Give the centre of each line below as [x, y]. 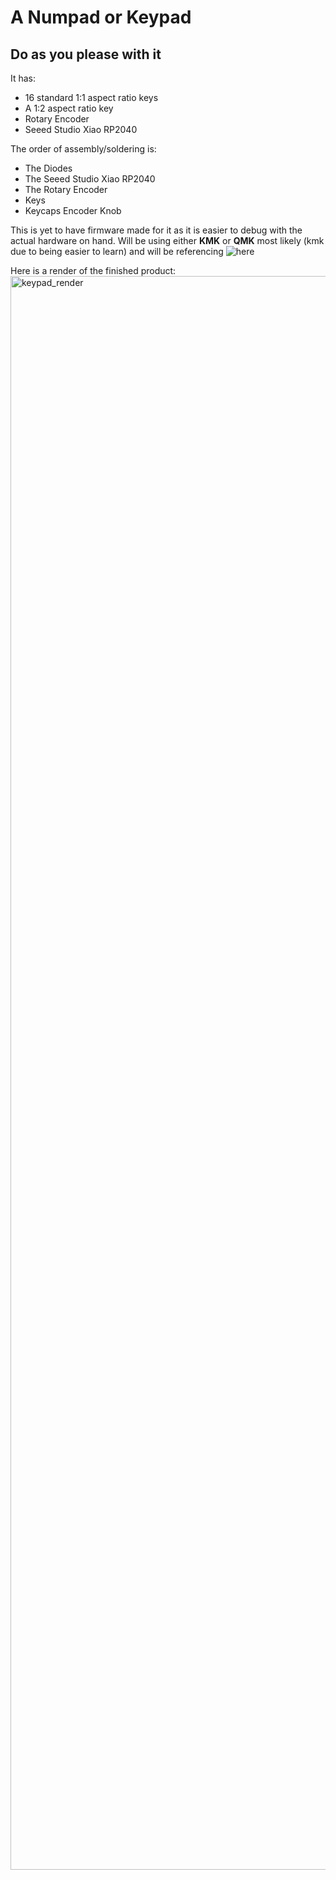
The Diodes [48, 168]
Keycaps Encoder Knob [73, 210]
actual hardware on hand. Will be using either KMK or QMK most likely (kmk [167, 240]
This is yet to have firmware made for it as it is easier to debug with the [156, 230]
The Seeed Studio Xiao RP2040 [90, 179]
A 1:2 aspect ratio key [69, 108]
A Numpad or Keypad [101, 17]
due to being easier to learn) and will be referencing [117, 251]
